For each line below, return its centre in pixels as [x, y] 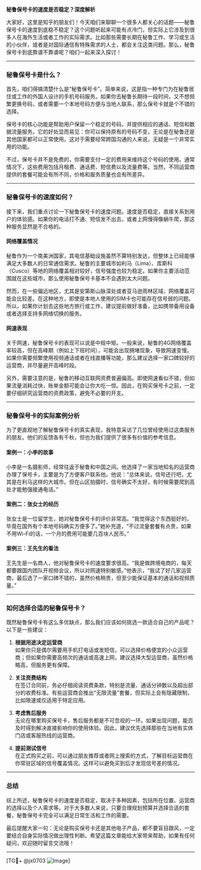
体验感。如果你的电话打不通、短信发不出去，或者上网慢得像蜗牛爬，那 [103, 219]
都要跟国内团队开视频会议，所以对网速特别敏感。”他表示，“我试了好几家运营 [99, 570]
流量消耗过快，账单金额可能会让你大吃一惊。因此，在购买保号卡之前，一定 [103, 385]
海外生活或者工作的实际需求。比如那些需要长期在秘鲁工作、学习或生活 [108, 37]
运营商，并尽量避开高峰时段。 [43, 365]
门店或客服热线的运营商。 [46, 736]
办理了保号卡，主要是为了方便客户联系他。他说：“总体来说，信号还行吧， [97, 474]
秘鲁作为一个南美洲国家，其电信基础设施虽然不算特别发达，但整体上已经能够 [100, 256]
